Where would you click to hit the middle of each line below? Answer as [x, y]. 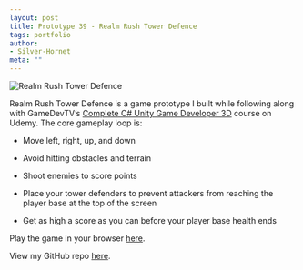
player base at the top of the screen [90, 203]
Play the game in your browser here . [77, 238]
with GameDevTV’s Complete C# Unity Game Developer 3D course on [141, 113]
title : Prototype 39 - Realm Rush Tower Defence [103, 26]
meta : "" [26, 60]
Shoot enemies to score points [80, 175]
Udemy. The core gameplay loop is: [76, 123]
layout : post [34, 18]
